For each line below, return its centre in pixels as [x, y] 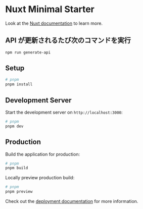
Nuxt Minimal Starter [50, 9]
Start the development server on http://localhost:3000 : [64, 112]
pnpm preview [19, 192]
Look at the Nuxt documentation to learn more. [54, 23]
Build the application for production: [42, 154]
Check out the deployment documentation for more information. [72, 201]
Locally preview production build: [40, 178]
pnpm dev [14, 126]
